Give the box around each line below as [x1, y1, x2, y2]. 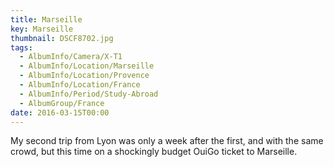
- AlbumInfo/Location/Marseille [19, 61, 155, 71]
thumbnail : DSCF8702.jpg [10, 33, 114, 43]
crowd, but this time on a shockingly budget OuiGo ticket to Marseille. [10, 146, 298, 158]
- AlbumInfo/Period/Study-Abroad [19, 89, 159, 99]
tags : [10, 42, 33, 53]
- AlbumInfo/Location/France [19, 80, 141, 90]
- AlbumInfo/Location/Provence [19, 71, 150, 81]
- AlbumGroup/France [19, 98, 105, 108]
